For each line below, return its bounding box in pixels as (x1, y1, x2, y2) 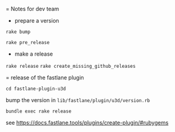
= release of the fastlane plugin (5, 74, 84, 81)
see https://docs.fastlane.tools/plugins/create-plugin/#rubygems (5, 119, 169, 126)
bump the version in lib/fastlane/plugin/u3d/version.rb (5, 97, 150, 103)
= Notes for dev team (5, 5, 59, 12)
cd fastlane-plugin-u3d (5, 86, 66, 92)
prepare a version (14, 17, 59, 24)
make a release (14, 50, 53, 57)
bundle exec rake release (5, 108, 71, 114)
